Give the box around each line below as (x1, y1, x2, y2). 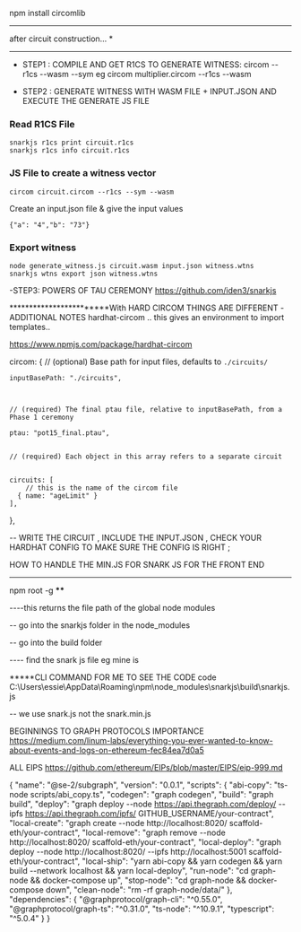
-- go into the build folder (9, 637, 103, 648)
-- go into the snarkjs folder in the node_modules (9, 619, 191, 631)
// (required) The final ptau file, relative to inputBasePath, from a (9, 405, 282, 414)
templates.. (9, 321, 51, 332)
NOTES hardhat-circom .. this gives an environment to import (59, 311, 285, 322)
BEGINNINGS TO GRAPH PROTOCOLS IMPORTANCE (9, 726, 204, 736)
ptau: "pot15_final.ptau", (9, 428, 110, 438)
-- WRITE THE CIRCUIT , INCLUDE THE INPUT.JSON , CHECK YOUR (9, 532, 262, 543)
